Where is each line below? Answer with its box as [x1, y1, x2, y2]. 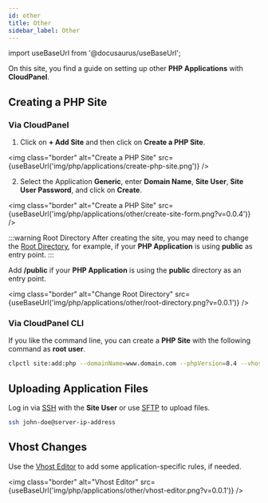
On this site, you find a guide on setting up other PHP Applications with [8, 64, 243, 73]
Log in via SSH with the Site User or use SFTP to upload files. [8, 403, 211, 413]
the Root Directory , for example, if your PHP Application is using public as [8, 242, 253, 251]
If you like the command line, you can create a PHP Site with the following [8, 336, 251, 345]
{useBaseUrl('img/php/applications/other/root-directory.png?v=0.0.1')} [8, 298, 240, 308]
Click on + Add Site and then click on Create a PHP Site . [19, 137, 206, 147]
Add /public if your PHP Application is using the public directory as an [8, 265, 242, 275]
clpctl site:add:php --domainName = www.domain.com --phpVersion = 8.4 [8, 360, 238, 367]
